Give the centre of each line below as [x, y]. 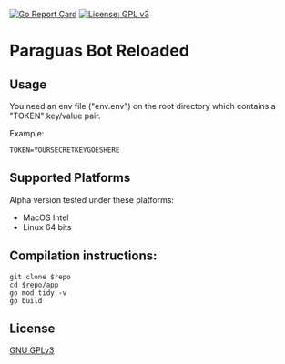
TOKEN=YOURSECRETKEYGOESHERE [65, 150]
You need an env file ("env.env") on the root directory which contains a [142, 106]
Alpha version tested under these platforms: [92, 199]
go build [26, 300]
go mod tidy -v [38, 293]
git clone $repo [40, 277]
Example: [27, 133]
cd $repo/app [34, 285]
